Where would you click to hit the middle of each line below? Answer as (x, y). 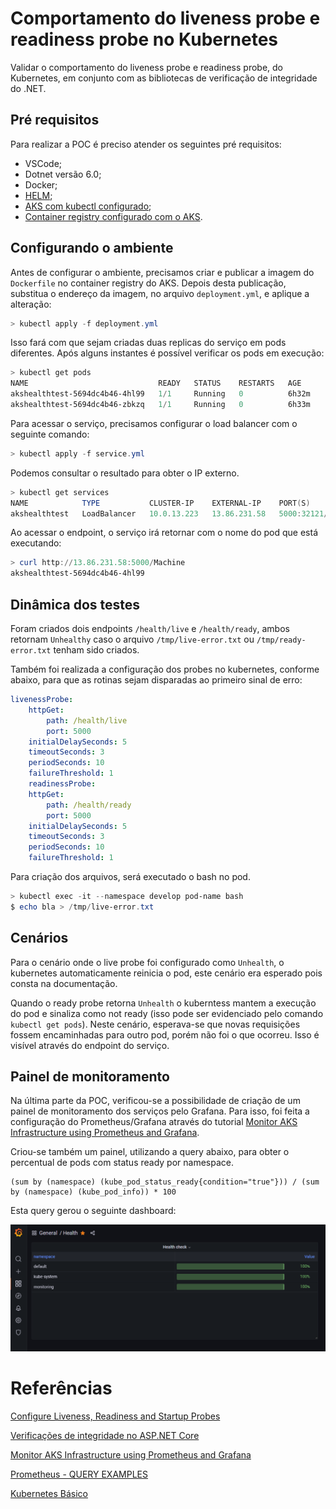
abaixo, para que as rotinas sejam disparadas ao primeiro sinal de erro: (156, 680)
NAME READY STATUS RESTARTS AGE (156, 383)
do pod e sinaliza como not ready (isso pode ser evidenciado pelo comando (167, 1013)
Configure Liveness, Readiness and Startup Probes (115, 1416)
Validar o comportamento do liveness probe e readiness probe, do (147, 67)
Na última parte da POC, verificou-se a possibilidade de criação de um (155, 1101)
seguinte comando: (50, 434)
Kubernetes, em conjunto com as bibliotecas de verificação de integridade (164, 78)
